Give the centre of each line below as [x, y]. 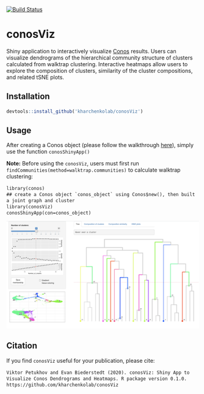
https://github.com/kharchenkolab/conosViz [63, 385]
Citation [22, 346]
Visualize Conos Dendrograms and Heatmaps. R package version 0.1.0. [97, 379]
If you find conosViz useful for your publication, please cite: [81, 360]
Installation [28, 97]
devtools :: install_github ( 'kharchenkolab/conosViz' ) [75, 111]
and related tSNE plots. [35, 77]
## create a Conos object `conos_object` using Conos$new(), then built [101, 195]
